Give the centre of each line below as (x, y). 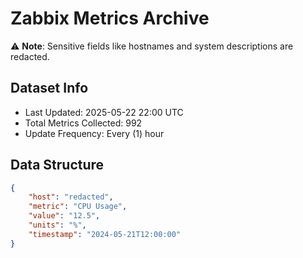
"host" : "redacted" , (71, 197)
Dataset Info (49, 88)
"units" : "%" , (57, 225)
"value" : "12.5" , (64, 216)
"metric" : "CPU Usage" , (78, 207)
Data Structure (57, 165)
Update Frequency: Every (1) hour (94, 133)
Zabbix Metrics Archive (110, 18)
